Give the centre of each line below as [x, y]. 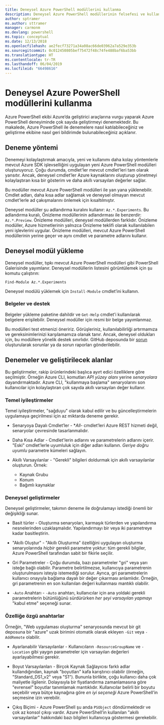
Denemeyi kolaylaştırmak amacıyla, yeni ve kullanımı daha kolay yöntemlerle [82, 159]
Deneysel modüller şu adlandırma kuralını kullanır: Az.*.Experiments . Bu [77, 209]
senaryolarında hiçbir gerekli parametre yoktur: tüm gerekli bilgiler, [79, 548]
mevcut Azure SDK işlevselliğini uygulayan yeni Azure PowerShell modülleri [81, 165]
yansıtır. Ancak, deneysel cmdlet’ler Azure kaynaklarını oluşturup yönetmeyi [81, 175]
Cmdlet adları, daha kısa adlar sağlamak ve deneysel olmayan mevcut [75, 195]
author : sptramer [23, 19]
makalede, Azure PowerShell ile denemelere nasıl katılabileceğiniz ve [74, 127]
